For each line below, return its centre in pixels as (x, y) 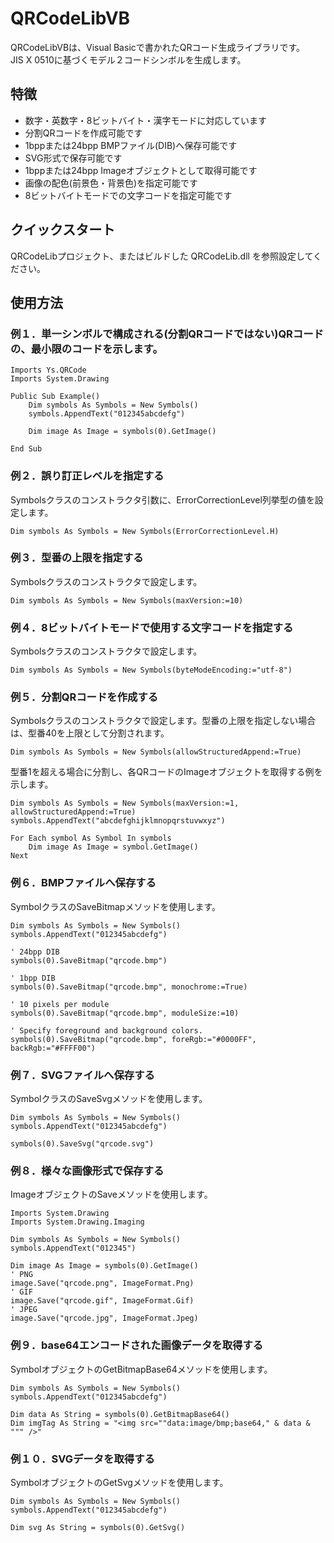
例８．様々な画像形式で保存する (87, 1170)
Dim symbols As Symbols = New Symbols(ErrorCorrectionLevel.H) (145, 531)
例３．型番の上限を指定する (77, 558)
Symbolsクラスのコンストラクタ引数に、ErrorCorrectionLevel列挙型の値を (162, 499)
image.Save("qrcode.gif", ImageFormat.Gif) (102, 1301)
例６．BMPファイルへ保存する (83, 883)
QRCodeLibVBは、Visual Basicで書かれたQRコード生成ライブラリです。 (158, 47)
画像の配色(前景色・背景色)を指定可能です (111, 183)
